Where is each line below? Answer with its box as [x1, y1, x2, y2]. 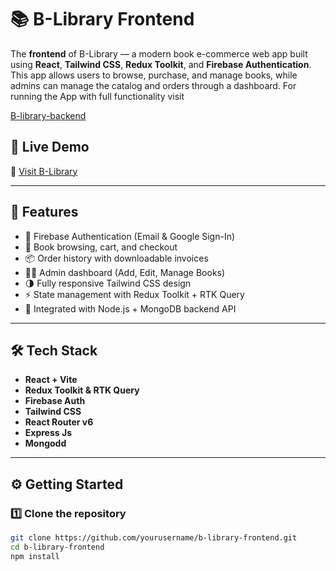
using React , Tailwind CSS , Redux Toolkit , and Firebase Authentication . [10, 58, 312, 70]
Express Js [24, 427, 72, 439]
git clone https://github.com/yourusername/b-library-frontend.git [10, 533, 298, 543]
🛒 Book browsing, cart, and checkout [24, 241, 178, 253]
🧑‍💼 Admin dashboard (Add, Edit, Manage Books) [24, 266, 226, 278]
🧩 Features [10, 204, 79, 221]
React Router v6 [24, 416, 94, 428]
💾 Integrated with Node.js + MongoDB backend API [24, 302, 237, 315]
